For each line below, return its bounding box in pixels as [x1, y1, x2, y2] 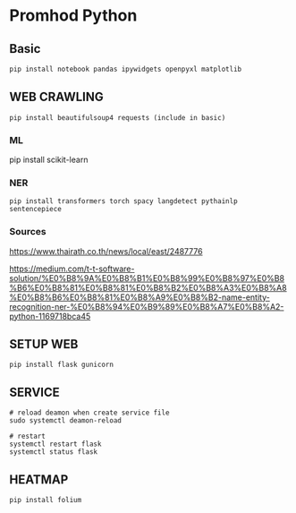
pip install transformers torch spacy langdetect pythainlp [9, 197, 239, 206]
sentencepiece [9, 205, 63, 214]
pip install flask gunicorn [9, 360, 114, 370]
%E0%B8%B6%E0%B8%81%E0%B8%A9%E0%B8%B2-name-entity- [9, 292, 270, 303]
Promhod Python [9, 5, 138, 26]
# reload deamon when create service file [9, 408, 170, 417]
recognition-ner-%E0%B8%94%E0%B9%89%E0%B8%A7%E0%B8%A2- [9, 301, 284, 312]
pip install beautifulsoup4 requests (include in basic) [9, 113, 226, 122]
